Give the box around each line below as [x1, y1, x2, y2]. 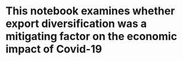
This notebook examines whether [5, 4, 175, 18]
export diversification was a [5, 17, 147, 30]
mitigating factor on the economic [5, 30, 177, 43]
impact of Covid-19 [5, 42, 103, 56]
